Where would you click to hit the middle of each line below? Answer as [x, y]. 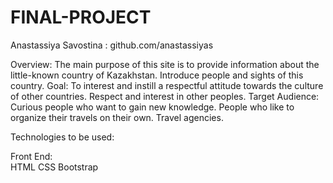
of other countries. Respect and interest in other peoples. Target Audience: [165, 96]
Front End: [31, 156]
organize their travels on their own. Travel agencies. [117, 117]
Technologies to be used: [62, 137]
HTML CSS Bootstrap [54, 167]
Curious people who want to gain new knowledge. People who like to [152, 107]
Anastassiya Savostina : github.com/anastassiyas [112, 45]
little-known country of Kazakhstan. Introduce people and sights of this [157, 75]
